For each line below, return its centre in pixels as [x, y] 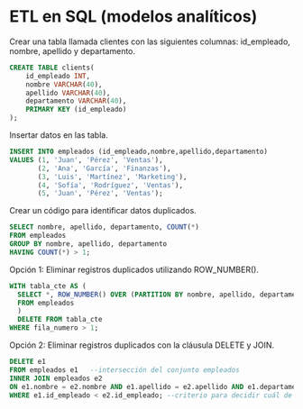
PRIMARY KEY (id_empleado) [76, 110]
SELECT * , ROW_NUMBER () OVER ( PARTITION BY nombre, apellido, [137, 295]
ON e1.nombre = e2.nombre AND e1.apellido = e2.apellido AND [127, 386]
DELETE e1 [28, 362]
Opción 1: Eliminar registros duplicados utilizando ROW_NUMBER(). [134, 269]
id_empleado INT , [58, 76]
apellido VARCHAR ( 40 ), [68, 93]
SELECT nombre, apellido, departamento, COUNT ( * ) [105, 227]
